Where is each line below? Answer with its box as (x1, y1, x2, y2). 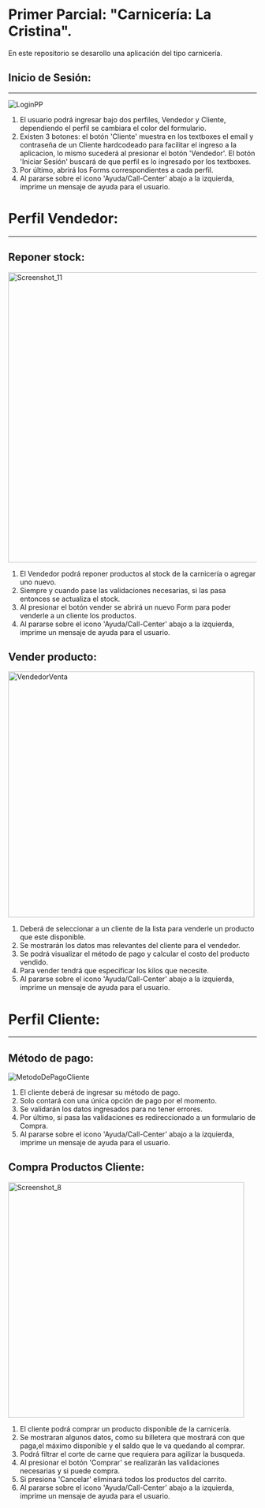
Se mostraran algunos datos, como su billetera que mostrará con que (19, 1432, 245, 1442)
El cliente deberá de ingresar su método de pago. (19, 1088, 181, 1097)
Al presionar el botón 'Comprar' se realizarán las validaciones (19, 1458, 220, 1467)
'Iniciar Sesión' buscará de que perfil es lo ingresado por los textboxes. (19, 156, 252, 166)
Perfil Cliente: (8, 1010, 100, 1028)
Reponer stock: (8, 251, 85, 264)
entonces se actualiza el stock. (19, 594, 121, 603)
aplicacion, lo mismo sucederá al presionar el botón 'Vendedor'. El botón (19, 148, 256, 158)
